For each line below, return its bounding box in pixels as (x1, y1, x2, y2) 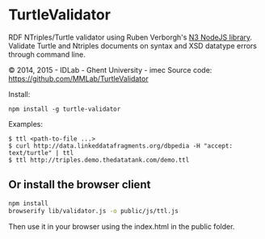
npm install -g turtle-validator (8, 105, 121, 113)
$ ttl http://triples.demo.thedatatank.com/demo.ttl (8, 156, 190, 164)
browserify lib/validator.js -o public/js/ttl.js (8, 207, 179, 215)
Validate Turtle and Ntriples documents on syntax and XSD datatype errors (8, 40, 257, 50)
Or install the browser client (8, 178, 151, 191)
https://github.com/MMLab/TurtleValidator (8, 73, 149, 83)
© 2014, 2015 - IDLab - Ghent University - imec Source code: (8, 65, 212, 74)
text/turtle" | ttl (8, 149, 74, 157)
